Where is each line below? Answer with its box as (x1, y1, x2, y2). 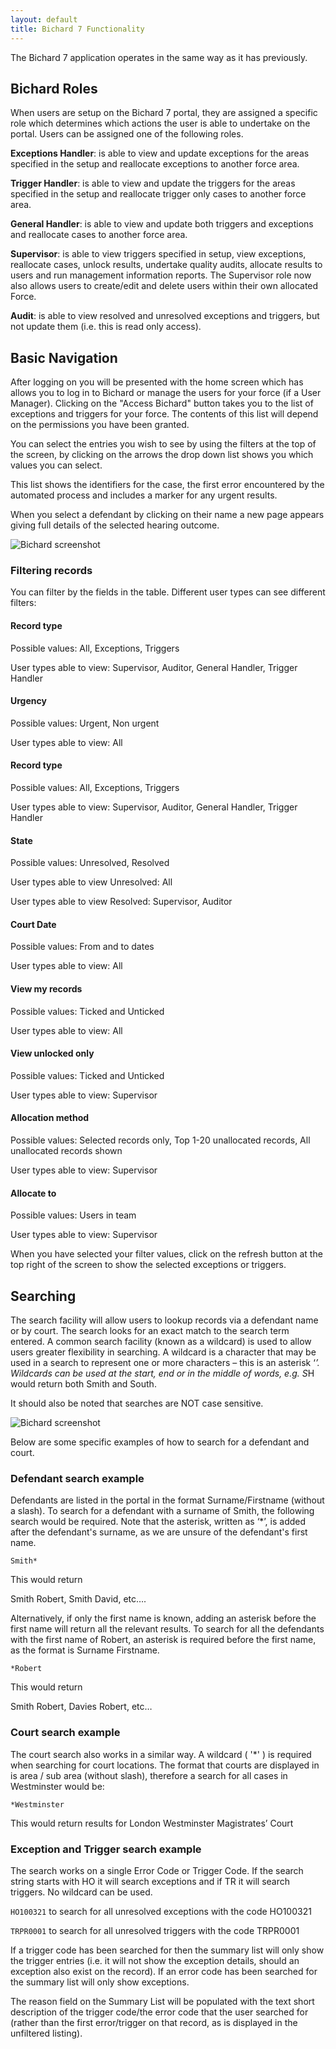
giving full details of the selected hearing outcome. (10, 519, 220, 531)
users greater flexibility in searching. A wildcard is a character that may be (10, 1346, 317, 1358)
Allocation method (10, 1112, 90, 1124)
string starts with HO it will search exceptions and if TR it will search (10, 1875, 291, 1887)
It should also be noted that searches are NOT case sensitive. (10, 1397, 264, 1410)
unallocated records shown (10, 1145, 123, 1157)
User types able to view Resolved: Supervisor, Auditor (10, 896, 233, 908)
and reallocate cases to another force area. (10, 229, 188, 241)
